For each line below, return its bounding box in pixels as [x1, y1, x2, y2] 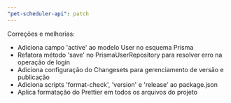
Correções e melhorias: [7, 29, 75, 38]
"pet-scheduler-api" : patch [7, 10, 90, 18]
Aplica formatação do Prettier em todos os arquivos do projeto [17, 88, 198, 96]
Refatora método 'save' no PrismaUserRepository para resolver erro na [17, 50, 223, 59]
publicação [17, 73, 50, 81]
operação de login [17, 57, 71, 67]
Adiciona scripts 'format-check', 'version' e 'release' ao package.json [17, 80, 218, 88]
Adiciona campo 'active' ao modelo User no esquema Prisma [17, 43, 194, 51]
